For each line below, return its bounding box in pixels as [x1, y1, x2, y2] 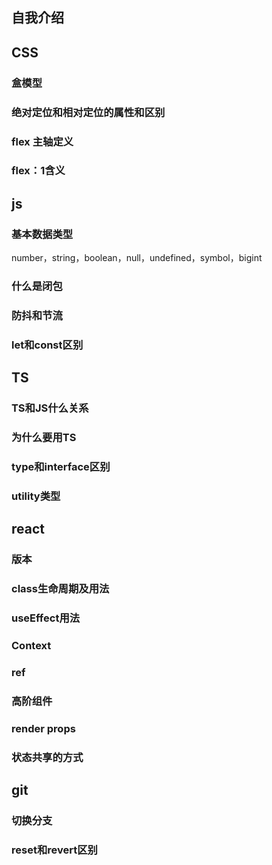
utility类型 [11, 489, 61, 503]
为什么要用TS [11, 431, 77, 445]
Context [11, 639, 52, 653]
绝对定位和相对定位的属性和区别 [11, 105, 166, 119]
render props [11, 721, 76, 735]
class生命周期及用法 [11, 582, 110, 596]
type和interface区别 [11, 460, 111, 474]
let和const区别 [11, 338, 84, 352]
